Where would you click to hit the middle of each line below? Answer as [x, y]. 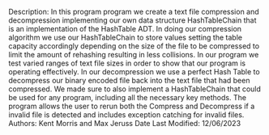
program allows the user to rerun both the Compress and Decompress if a [132, 106]
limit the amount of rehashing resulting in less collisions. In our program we [134, 55]
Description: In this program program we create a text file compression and [134, 12]
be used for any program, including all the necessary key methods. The [128, 97]
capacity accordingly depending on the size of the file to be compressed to [134, 46]
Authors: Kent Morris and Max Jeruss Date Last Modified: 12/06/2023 [125, 123]
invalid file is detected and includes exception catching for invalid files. [126, 115]
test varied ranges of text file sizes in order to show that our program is [127, 63]
